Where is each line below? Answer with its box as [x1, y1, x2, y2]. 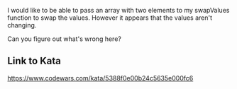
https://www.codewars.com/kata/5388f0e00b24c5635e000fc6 [7, 73, 194, 82]
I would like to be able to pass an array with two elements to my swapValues [7, 6, 230, 14]
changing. [7, 21, 37, 29]
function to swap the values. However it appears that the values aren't [7, 13, 213, 22]
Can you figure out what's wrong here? [7, 35, 122, 43]
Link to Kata [7, 55, 62, 67]
